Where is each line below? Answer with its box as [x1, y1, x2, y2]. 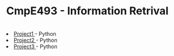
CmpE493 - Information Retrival [6, 4, 169, 18]
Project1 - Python [14, 30, 57, 37]
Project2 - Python [14, 36, 58, 43]
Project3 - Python [14, 43, 58, 50]
